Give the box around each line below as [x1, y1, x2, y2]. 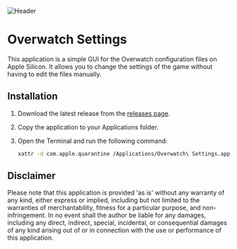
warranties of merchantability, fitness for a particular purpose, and [7, 204, 202, 212]
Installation [7, 91, 58, 103]
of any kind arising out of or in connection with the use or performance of [7, 226, 221, 235]
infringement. [7, 211, 47, 219]
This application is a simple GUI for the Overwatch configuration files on [7, 54, 217, 63]
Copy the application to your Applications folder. [17, 122, 159, 131]
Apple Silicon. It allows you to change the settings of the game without [7, 62, 213, 71]
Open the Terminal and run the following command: [17, 137, 168, 145]
